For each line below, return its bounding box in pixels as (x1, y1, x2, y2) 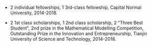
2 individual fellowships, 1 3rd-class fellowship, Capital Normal (10, 5, 142, 10)
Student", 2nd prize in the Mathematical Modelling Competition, (10, 25, 144, 31)
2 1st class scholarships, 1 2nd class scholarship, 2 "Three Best (10, 20, 143, 26)
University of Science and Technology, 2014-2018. (10, 36, 116, 42)
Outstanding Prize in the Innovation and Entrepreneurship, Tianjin (10, 31, 147, 36)
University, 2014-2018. (10, 10, 58, 16)
